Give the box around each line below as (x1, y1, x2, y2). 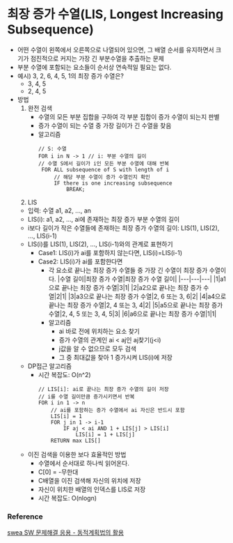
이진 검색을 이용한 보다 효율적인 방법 (27, 450, 127, 459)
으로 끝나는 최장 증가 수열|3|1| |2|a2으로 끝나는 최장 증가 (48, 283, 202, 291)
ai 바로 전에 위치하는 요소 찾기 (58, 327, 140, 335)
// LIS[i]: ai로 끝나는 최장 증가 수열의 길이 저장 (38, 385, 169, 392)
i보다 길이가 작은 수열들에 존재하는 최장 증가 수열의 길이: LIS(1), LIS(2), (27, 224, 220, 232)
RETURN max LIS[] (51, 437, 101, 444)
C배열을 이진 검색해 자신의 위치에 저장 (38, 476, 141, 484)
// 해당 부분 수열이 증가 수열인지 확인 (54, 174, 151, 181)
